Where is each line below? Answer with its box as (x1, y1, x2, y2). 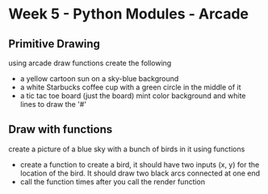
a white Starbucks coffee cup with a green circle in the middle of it (19, 82, 241, 92)
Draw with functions (8, 122, 113, 137)
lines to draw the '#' (19, 100, 87, 109)
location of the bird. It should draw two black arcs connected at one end (19, 168, 261, 178)
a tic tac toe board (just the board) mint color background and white (19, 91, 246, 101)
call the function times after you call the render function (19, 176, 206, 186)
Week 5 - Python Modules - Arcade (8, 5, 249, 23)
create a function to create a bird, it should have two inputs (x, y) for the (19, 159, 260, 169)
